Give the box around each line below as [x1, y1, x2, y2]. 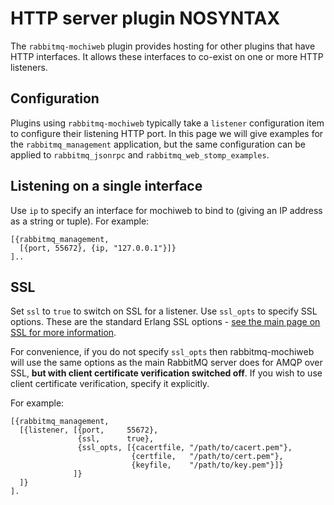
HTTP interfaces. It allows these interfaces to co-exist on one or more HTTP [10, 50, 324, 62]
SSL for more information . [10, 327, 117, 339]
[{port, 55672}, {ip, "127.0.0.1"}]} [19, 243, 177, 253]
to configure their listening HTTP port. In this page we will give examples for [10, 127, 324, 139]
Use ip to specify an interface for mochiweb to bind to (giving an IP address [10, 204, 323, 216]
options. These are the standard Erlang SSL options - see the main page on [10, 316, 321, 328]
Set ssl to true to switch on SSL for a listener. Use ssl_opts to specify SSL [10, 305, 318, 317]
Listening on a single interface [10, 178, 203, 195]
